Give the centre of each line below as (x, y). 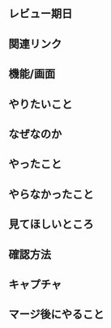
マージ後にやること (56, 315)
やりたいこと (41, 104)
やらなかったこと (51, 194)
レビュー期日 (41, 14)
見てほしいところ (51, 224)
